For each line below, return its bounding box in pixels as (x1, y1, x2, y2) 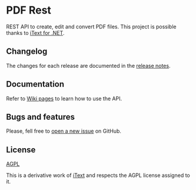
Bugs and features (6, 112, 75, 122)
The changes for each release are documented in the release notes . (6, 62, 171, 69)
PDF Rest (6, 4, 52, 17)
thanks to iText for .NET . (6, 29, 65, 36)
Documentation (6, 79, 65, 89)
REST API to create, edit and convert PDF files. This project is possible (6, 23, 177, 30)
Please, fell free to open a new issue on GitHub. (6, 127, 122, 135)
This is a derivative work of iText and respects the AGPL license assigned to (6, 172, 190, 179)
